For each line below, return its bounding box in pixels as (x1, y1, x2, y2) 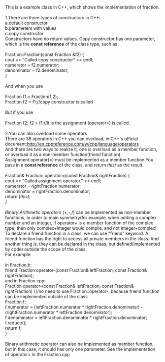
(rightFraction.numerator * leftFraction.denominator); (5, 310, 112, 315)
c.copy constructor (5, 31, 44, 36)
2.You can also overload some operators (5, 131, 87, 136)
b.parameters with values (5, 25, 57, 31)
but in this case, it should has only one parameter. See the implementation (5, 346, 156, 352)
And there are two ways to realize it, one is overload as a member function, (5, 146, 158, 152)
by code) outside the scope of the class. (5, 246, 87, 252)
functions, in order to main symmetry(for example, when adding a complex (5, 215, 157, 220)
